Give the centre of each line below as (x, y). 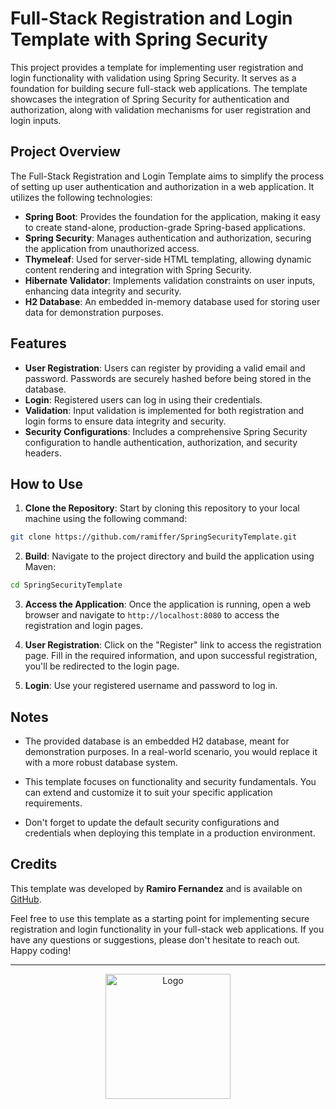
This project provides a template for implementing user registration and (157, 67)
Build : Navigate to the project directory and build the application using (169, 556)
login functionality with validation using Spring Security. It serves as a (153, 78)
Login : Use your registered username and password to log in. (151, 686)
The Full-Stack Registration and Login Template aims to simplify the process (167, 176)
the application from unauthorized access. (112, 248)
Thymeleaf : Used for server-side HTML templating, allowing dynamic (168, 259)
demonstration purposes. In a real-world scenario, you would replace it (171, 751)
